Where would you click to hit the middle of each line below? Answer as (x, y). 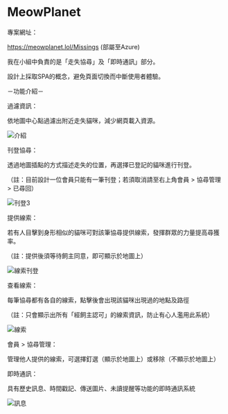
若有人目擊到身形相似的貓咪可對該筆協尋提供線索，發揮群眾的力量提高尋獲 (113, 232)
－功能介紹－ (25, 91)
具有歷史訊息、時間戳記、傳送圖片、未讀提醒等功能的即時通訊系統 (101, 388)
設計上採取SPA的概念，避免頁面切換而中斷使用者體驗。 (86, 76)
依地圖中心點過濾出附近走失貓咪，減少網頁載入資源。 (83, 120)
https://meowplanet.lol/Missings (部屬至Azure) (73, 46)
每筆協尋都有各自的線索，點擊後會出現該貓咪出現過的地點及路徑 (98, 300)
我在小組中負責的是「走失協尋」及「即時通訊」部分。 (83, 61)
